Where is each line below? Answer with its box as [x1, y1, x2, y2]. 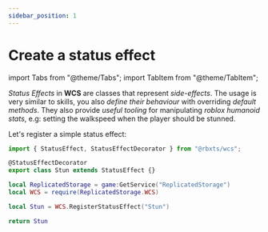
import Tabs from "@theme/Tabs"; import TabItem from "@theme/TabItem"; [8, 73, 258, 82]
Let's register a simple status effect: [8, 129, 126, 138]
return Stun [8, 217, 48, 225]
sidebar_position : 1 [8, 11, 78, 20]
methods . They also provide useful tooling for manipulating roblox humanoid [8, 105, 260, 114]
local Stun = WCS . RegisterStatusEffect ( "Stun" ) [8, 202, 170, 210]
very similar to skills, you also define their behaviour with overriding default [8, 97, 257, 106]
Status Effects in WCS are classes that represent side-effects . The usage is [8, 88, 258, 98]
